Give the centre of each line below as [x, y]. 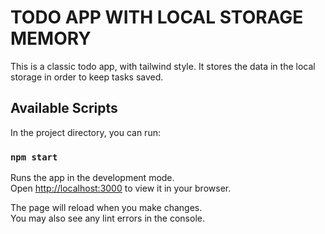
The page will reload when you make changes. [106, 208]
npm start [34, 157]
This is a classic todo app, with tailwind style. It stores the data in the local [163, 66]
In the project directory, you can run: [85, 132]
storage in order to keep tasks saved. [87, 77]
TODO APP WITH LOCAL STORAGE [157, 17]
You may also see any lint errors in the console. [107, 218]
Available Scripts [64, 108]
